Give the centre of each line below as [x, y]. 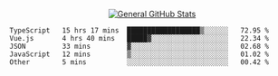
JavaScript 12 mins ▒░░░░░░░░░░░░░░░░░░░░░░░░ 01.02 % [139, 54]
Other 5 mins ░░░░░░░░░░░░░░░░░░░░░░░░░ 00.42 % [139, 62]
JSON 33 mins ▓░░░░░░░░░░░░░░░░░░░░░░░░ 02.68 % [139, 46]
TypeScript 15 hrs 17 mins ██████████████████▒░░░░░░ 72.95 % [139, 31]
